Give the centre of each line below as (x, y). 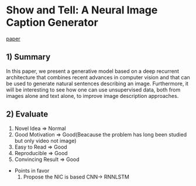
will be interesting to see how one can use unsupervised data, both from (93, 90)
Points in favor (32, 170)
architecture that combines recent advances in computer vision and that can (98, 77)
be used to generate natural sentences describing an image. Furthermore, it (97, 83)
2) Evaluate (27, 114)
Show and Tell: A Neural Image (82, 10)
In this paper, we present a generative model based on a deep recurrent (93, 71)
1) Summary (28, 57)
